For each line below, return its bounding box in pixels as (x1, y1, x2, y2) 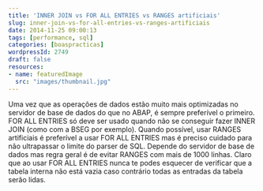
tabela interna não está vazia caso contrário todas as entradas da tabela (8, 167, 243, 176)
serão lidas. (8, 174, 46, 184)
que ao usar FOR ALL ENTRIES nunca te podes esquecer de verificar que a (8, 158, 253, 167)
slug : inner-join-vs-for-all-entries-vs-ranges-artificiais (8, 19, 211, 27)
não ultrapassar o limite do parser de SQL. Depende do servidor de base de (8, 141, 255, 151)
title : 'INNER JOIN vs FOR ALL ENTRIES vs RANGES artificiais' (8, 11, 221, 20)
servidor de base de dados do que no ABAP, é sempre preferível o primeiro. (8, 107, 255, 117)
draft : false (8, 56, 51, 64)
